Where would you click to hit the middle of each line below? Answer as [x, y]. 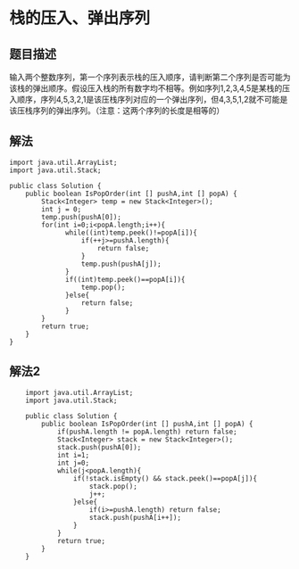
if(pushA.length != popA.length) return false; [147, 432]
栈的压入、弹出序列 [80, 18]
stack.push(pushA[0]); [99, 447]
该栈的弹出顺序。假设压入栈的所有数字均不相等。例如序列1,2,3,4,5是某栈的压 [149, 88]
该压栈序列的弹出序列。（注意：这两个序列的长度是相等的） [117, 111]
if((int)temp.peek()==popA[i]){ [125, 279]
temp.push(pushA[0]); [82, 217]
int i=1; [73, 455]
